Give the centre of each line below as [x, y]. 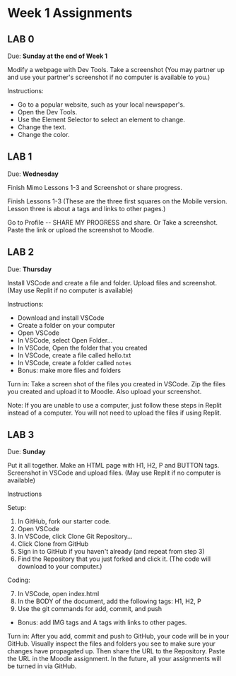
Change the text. [42, 127]
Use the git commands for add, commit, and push [90, 609]
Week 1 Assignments [70, 13]
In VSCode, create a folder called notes [75, 362]
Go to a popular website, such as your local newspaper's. [101, 105]
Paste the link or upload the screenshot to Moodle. [81, 230]
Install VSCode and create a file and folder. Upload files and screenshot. [112, 283]
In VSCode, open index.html [58, 594]
